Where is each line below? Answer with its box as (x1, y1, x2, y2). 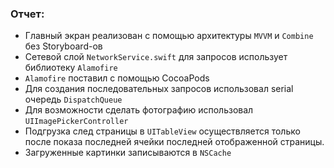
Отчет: (10, 7, 45, 21)
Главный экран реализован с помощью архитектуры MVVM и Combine (24, 30, 314, 42)
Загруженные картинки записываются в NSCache (24, 147, 232, 159)
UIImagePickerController (24, 117, 129, 127)
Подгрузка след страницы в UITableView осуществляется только (24, 125, 301, 137)
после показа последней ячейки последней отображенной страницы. (24, 136, 325, 148)
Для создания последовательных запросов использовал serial (24, 83, 294, 95)
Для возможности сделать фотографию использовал (24, 104, 254, 116)
